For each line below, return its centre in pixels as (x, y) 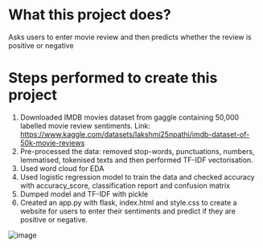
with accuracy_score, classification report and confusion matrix (125, 185)
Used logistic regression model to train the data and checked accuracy (137, 177)
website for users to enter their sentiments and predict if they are (127, 211)
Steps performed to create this (113, 78)
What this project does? (90, 15)
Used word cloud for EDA (62, 168)
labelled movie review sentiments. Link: (85, 125)
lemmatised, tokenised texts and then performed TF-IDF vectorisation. (136, 160)
